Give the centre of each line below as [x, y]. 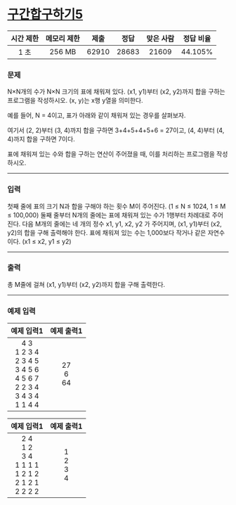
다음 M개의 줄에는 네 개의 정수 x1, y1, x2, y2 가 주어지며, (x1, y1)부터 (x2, [122, 224]
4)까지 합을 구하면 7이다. [41, 139]
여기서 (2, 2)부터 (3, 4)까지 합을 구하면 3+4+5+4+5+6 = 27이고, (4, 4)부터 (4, [116, 130]
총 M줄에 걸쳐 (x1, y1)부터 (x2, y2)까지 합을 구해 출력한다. [86, 284]
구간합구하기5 [45, 14]
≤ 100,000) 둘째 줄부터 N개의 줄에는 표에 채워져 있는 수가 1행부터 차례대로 [109, 215]
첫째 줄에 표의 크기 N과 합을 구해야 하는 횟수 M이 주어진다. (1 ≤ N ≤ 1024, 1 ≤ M [117, 206]
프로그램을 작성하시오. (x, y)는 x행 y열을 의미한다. [75, 101]
